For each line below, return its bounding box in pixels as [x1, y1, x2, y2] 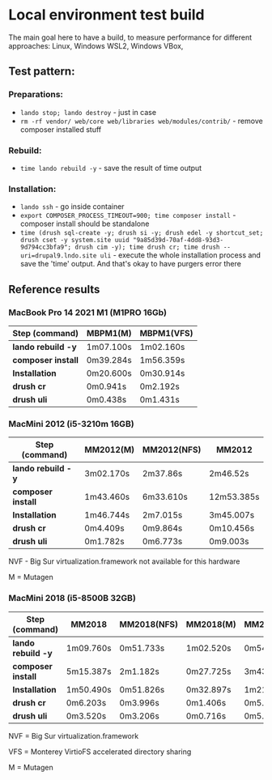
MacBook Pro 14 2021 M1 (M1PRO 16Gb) [8, 306, 168, 318]
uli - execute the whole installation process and [100, 250, 261, 260]
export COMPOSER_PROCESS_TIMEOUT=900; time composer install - [19, 211, 236, 220]
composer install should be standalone [19, 219, 150, 228]
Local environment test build [8, 6, 205, 24]
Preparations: [8, 89, 63, 100]
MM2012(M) [84, 444, 135, 455]
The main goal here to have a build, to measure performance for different [8, 32, 253, 42]
